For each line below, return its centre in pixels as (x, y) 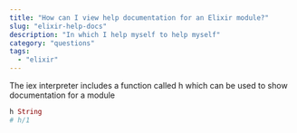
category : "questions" (52, 43)
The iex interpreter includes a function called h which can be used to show (148, 85)
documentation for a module (62, 95)
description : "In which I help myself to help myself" (115, 34)
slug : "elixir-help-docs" (58, 26)
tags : (19, 52)
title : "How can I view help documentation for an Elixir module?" (139, 18)
